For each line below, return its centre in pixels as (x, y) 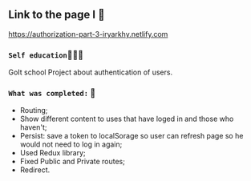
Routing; (34, 111)
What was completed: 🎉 (52, 93)
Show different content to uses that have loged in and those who (127, 119)
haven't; (33, 127)
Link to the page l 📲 (57, 15)
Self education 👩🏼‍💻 (46, 54)
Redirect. (35, 170)
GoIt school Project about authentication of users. (91, 72)
